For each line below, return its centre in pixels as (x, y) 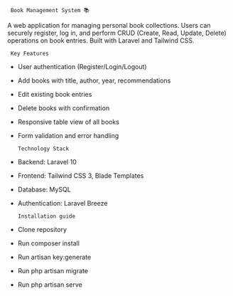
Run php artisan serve (50, 285)
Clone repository (42, 229)
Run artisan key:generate (54, 257)
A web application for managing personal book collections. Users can (109, 25)
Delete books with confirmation (64, 108)
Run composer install (49, 243)
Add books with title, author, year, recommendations (94, 80)
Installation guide (47, 216)
